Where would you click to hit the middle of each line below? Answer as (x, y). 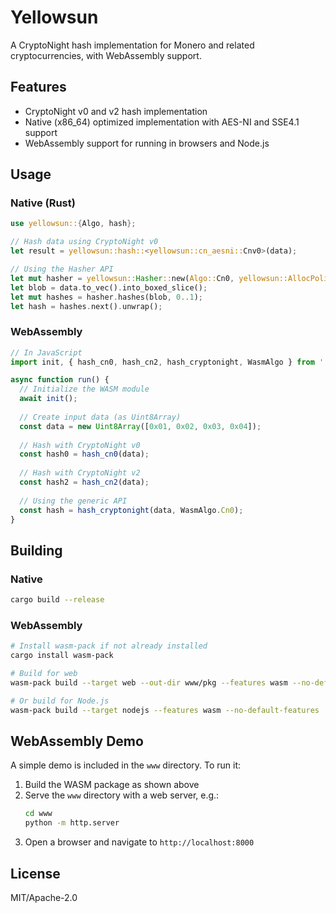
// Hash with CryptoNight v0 (80, 445)
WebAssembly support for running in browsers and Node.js (147, 143)
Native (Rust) (43, 203)
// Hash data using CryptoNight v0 (84, 242)
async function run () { (60, 380)
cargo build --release (57, 600)
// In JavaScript (46, 352)
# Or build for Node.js (60, 701)
